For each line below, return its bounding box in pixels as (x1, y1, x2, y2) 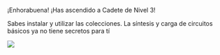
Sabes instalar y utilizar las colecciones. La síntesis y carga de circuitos (7, 19, 213, 27)
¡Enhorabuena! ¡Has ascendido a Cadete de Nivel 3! (7, 6, 156, 14)
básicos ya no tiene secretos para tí (7, 27, 110, 35)
